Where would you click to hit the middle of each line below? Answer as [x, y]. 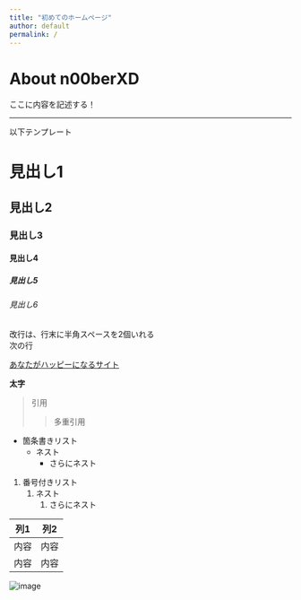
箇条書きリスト [50, 440]
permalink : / [34, 34]
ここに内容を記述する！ [52, 105]
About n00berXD [74, 78]
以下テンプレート [41, 132]
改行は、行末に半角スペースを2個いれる [82, 334]
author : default [39, 26]
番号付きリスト [50, 482]
